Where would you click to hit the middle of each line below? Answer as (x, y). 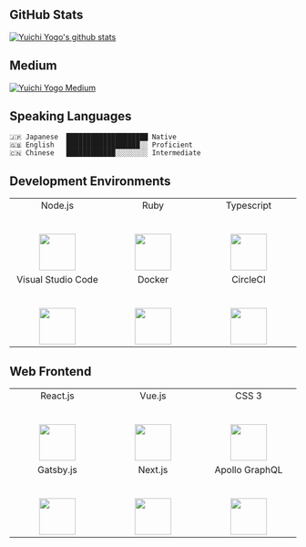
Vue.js (153, 396)
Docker (153, 280)
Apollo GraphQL (249, 470)
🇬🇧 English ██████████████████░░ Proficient (101, 145)
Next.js (153, 470)
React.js (57, 396)
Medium (33, 66)
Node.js (57, 206)
